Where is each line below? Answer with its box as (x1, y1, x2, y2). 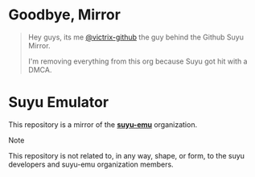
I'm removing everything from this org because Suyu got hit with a (27, 56, 248, 66)
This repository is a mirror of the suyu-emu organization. (8, 119, 198, 130)
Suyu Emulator (8, 93, 109, 112)
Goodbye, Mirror (8, 6, 121, 24)
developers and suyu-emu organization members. (8, 159, 175, 169)
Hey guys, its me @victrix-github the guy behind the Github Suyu (27, 32, 244, 42)
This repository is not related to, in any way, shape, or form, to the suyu (8, 150, 245, 160)
